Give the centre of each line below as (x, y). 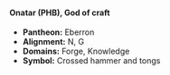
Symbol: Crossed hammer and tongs (91, 61)
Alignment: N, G (53, 42)
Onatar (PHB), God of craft (60, 12)
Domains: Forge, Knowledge (76, 51)
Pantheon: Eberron (58, 32)
